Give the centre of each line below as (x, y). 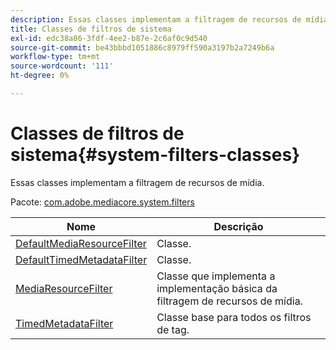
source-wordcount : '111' (62, 66)
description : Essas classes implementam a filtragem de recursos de (156, 19)
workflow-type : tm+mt (55, 57)
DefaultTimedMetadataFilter (81, 259)
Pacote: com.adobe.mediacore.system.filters (102, 202)
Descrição (238, 226)
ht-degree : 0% (40, 76)
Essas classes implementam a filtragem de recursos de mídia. (137, 182)
